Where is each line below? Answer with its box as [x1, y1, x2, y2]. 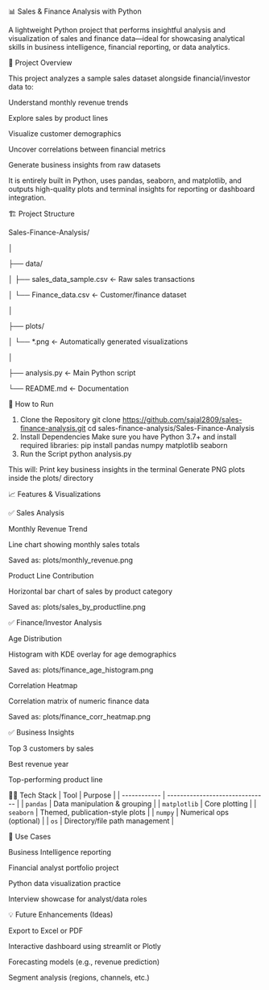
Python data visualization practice [8, 879, 121, 888]
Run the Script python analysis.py [19, 449, 132, 458]
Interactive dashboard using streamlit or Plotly [8, 942, 161, 951]
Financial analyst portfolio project [8, 863, 119, 872]
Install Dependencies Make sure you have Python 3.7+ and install [19, 432, 237, 441]
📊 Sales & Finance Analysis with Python [8, 6, 143, 16]
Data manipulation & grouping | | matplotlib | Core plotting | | [53, 799, 257, 808]
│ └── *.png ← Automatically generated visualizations [8, 337, 188, 346]
